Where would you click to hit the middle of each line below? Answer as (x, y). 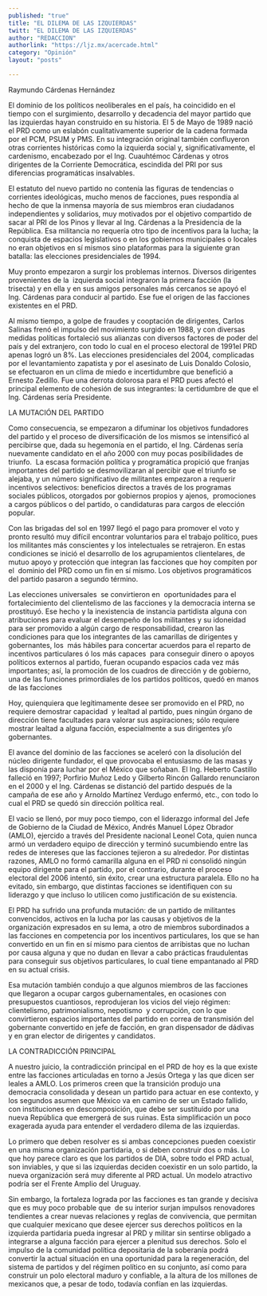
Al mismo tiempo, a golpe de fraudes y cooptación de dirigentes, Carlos (126, 320)
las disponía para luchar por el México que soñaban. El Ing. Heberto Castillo (133, 769)
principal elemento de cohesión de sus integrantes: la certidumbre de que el (133, 388)
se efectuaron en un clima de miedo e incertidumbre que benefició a (121, 371)
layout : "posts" (35, 61)
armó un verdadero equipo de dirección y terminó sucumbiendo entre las (128, 844)
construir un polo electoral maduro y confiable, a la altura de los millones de (133, 1275)
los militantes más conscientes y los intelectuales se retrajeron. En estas (127, 545)
